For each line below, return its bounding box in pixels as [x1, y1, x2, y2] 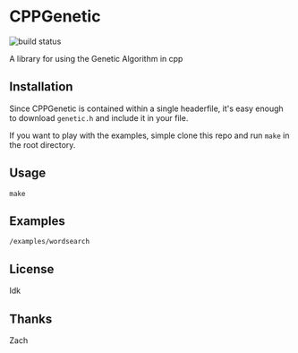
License [9, 262, 55, 277]
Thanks [9, 311, 53, 326]
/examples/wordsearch [9, 237, 90, 246]
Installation [9, 79, 73, 95]
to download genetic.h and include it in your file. [9, 112, 189, 123]
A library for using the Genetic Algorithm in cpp [9, 53, 183, 64]
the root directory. [9, 139, 76, 150]
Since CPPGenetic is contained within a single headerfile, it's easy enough [9, 103, 284, 114]
